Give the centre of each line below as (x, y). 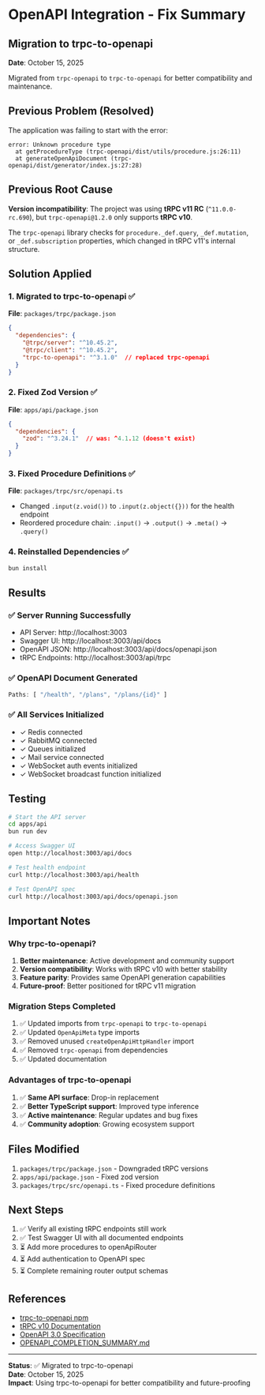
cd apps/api (28, 824)
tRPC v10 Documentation (60, 1326)
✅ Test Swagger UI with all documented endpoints (101, 1238)
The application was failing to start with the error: (88, 130)
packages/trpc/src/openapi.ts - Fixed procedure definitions (117, 1185)
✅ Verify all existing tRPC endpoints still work (93, 1229)
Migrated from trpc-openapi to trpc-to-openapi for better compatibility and (130, 78)
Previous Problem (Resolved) (81, 111)
